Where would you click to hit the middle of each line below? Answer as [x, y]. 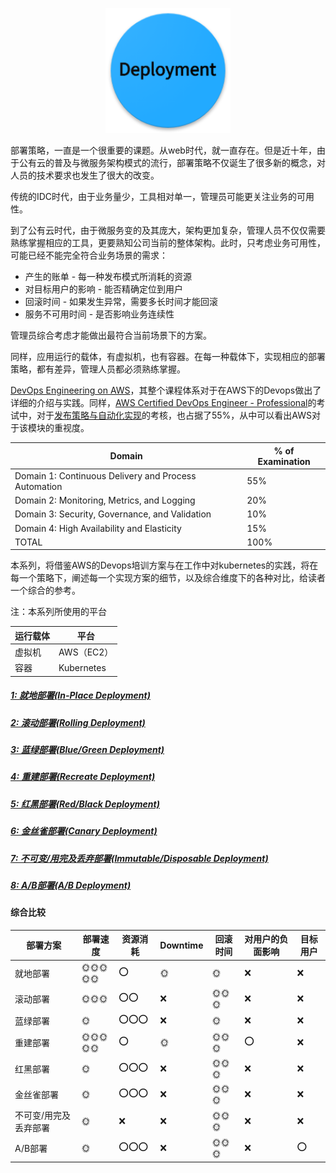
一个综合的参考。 [45, 590]
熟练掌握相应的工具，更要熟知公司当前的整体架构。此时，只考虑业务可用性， [168, 242]
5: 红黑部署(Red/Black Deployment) [85, 804]
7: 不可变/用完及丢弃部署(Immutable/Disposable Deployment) [139, 858]
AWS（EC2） [86, 652]
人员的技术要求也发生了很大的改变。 [85, 175]
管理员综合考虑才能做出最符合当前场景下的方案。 [111, 335]
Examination [284, 461]
